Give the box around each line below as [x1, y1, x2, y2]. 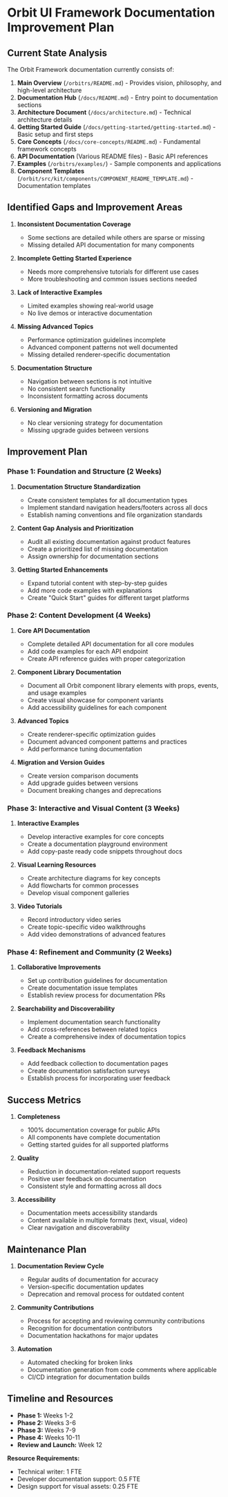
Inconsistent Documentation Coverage [17, 220, 131, 228]
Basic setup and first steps [17, 130, 93, 138]
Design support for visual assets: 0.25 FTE [17, 1482, 138, 1490]
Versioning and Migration [17, 405, 92, 413]
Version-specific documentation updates [27, 1283, 144, 1291]
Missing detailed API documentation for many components [27, 241, 195, 249]
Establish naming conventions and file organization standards [27, 510, 202, 519]
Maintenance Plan [7, 1243, 87, 1255]
